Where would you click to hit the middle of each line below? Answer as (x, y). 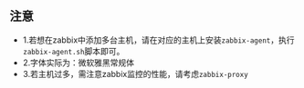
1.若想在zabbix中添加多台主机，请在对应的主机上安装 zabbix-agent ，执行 (158, 40)
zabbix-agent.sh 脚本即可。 (73, 51)
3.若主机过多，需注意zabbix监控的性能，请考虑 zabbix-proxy (135, 73)
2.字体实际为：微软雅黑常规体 (79, 63)
